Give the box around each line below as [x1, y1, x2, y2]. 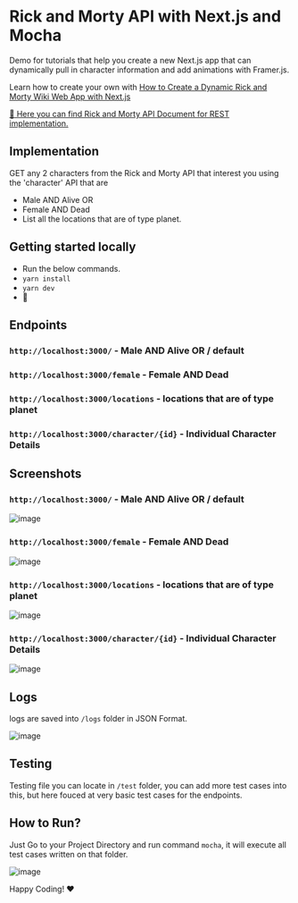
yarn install [21, 274, 71, 283]
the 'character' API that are [9, 177, 109, 188]
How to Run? [9, 815, 82, 831]
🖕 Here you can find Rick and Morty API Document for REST [9, 108, 230, 119]
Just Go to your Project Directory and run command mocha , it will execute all [9, 839, 287, 850]
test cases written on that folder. [9, 848, 128, 859]
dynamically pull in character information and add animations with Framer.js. [9, 64, 290, 75]
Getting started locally [9, 240, 137, 255]
